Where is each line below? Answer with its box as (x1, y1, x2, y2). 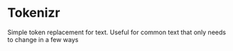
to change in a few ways (7, 35, 79, 43)
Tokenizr (7, 5, 60, 21)
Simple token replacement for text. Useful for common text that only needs (7, 28, 226, 36)
